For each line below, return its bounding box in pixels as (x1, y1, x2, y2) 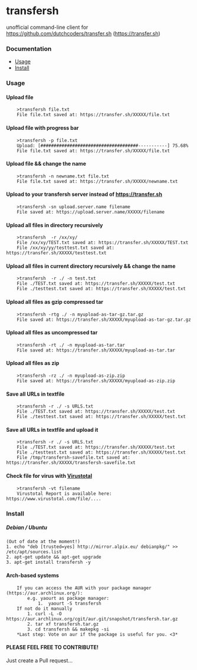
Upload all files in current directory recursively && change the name (6, 262, 176, 270)
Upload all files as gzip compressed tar (6, 298, 104, 305)
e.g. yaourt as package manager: (27, 595, 110, 601)
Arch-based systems (6, 572, 59, 579)
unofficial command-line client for (6, 24, 88, 31)
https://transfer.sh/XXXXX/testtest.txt (6, 250, 107, 256)
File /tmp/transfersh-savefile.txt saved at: (17, 455, 131, 461)
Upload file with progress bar (6, 124, 79, 131)
